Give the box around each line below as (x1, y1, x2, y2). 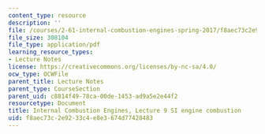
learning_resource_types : (8, 48, 93, 56)
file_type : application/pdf (8, 41, 101, 49)
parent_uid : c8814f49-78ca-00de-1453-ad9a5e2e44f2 (8, 92, 178, 100)
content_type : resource (8, 11, 87, 20)
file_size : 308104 (8, 33, 69, 42)
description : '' (8, 19, 62, 27)
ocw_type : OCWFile (8, 70, 69, 78)
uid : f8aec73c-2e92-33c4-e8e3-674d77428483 (8, 114, 154, 122)
